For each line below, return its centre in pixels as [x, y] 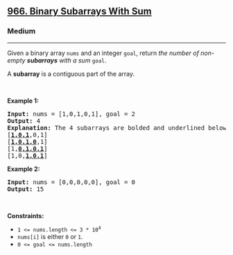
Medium [21, 31]
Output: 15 [26, 189]
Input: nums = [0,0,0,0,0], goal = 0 [71, 182]
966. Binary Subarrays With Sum [79, 11]
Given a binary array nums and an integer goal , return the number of [103, 53]
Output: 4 [24, 121]
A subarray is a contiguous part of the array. [71, 74]
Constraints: [26, 215]
